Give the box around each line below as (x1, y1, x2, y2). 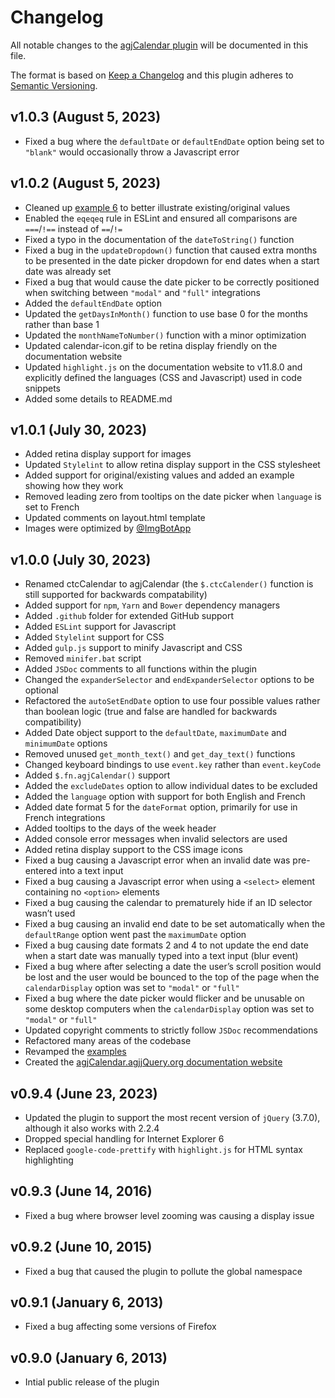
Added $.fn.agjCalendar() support (24, 769, 171, 781)
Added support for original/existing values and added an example (24, 469, 295, 481)
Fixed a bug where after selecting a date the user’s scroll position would (24, 961, 322, 973)
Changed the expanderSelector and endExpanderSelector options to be (24, 674, 315, 686)
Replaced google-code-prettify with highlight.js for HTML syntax (24, 1144, 303, 1155)
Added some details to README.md (24, 392, 173, 405)
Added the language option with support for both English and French (24, 791, 306, 803)
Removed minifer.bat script (24, 652, 142, 665)
